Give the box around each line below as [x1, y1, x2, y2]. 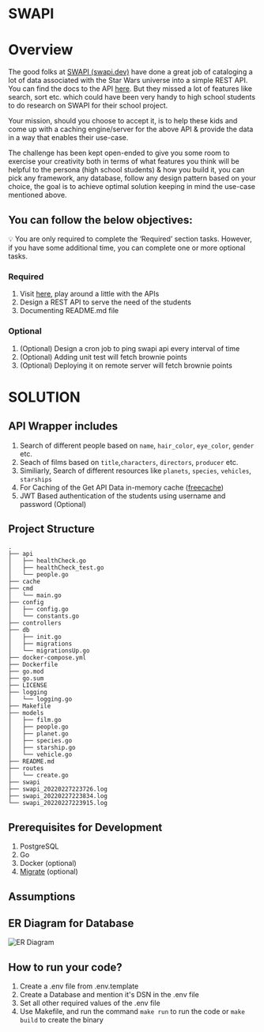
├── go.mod [8, 667, 44, 676]
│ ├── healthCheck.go [8, 557, 87, 565]
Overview [8, 41, 74, 59]
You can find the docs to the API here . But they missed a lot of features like [8, 84, 253, 93]
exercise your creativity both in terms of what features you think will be [8, 157, 239, 166]
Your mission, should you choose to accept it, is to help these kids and [8, 116, 238, 126]
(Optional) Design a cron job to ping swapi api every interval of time [19, 343, 240, 353]
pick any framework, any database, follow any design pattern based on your [8, 173, 257, 183]
